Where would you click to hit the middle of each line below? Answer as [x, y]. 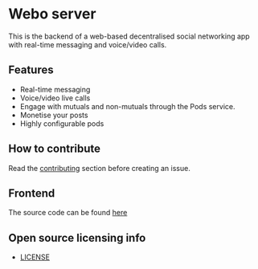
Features [31, 70]
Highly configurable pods [62, 123]
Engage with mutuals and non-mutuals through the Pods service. [127, 106]
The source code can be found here [68, 213]
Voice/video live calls [55, 98]
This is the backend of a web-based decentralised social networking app [129, 36]
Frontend [32, 193]
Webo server [52, 14]
